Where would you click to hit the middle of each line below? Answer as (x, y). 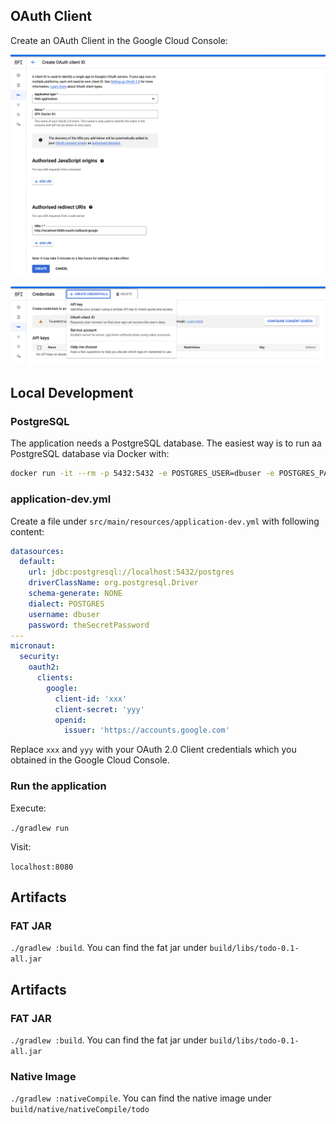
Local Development (72, 393)
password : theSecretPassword (89, 625)
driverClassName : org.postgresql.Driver (113, 583)
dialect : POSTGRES (66, 604)
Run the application (58, 786)
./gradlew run (40, 828)
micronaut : (33, 646)
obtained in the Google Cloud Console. (90, 760)
